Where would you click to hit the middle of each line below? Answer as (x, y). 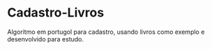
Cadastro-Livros (56, 13)
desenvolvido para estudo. (46, 39)
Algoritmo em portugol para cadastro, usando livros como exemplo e (106, 32)
